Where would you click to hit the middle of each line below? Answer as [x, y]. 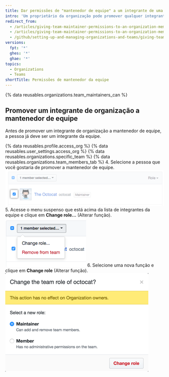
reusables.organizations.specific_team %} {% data [58, 156]
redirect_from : [21, 21]
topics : [13, 64]
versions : [16, 43]
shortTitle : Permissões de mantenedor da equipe [57, 80]
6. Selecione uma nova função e [121, 265]
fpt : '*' [19, 48]
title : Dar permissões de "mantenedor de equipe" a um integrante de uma [84, 11]
